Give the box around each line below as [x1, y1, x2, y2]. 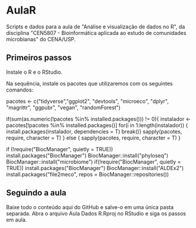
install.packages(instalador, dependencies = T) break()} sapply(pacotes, [6, 128, 182, 135]
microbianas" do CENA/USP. [6, 35, 76, 43]
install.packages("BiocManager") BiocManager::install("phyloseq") [6, 152, 169, 159]
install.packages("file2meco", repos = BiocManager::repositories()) [6, 171, 169, 178]
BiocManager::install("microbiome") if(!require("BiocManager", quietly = [6, 158, 181, 165]
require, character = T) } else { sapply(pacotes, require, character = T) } [6, 134, 181, 141]
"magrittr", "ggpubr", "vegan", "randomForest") [6, 104, 121, 111]
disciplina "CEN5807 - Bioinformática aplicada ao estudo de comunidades [6, 29, 187, 36]
